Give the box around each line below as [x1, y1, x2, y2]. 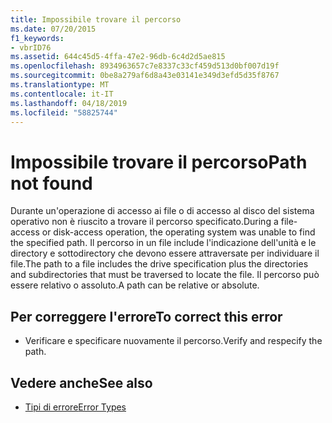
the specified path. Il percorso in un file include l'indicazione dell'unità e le [10, 237, 317, 249]
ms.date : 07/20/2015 [10, 24, 97, 34]
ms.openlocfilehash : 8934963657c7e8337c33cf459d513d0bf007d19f [10, 61, 280, 71]
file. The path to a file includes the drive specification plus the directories [10, 258, 309, 270]
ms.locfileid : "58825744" [10, 107, 118, 118]
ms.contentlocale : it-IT [10, 89, 114, 99]
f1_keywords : [10, 33, 65, 43]
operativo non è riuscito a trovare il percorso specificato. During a [10, 216, 279, 228]
